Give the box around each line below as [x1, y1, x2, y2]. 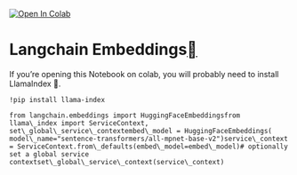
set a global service [9, 149, 90, 159]
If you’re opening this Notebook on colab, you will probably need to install [9, 68, 279, 79]
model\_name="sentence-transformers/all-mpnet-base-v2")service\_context [9, 134, 289, 143]
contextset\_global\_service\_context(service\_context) [9, 157, 225, 166]
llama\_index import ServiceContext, [9, 118, 149, 128]
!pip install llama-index [9, 95, 105, 104]
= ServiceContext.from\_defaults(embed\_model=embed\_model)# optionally [9, 142, 289, 151]
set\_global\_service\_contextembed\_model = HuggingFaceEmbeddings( [9, 126, 273, 135]
